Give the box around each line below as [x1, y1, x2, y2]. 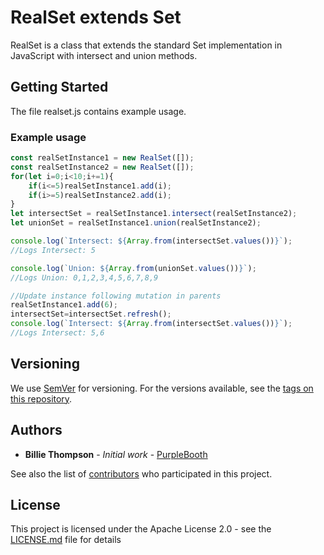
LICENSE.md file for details [10, 534, 122, 546]
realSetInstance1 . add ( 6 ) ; [10, 300, 118, 310]
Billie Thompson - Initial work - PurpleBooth [24, 448, 208, 460]
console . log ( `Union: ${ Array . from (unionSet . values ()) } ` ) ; [10, 263, 257, 273]
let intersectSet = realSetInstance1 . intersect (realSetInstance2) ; [10, 209, 298, 219]
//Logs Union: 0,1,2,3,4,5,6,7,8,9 [10, 272, 159, 283]
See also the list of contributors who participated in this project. [10, 467, 273, 480]
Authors [10, 422, 63, 439]
